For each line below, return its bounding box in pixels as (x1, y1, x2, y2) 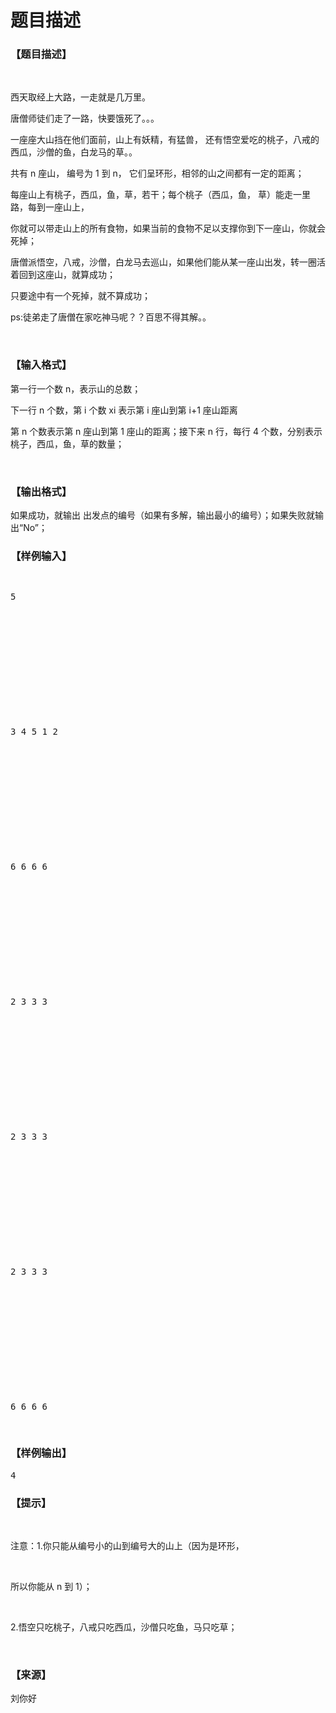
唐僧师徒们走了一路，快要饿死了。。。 (10, 112, 160, 125)
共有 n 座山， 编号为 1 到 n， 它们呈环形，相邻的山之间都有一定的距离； (10, 167, 305, 180)
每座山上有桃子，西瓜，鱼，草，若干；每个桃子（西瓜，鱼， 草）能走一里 (10, 189, 311, 201)
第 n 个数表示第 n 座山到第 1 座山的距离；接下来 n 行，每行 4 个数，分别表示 (10, 425, 323, 437)
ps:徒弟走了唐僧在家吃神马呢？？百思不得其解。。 (10, 311, 212, 323)
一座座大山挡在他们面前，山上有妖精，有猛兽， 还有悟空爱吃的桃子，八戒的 (10, 134, 320, 146)
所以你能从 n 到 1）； (10, 1580, 93, 1592)
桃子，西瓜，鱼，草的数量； (10, 437, 125, 450)
